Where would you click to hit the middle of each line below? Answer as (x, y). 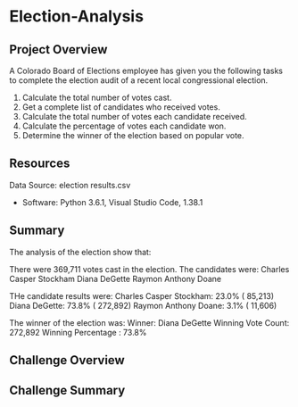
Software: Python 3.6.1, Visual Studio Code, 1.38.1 (112, 202)
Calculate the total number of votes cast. (97, 97)
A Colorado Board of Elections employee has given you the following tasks (146, 71)
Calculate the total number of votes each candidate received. (134, 116)
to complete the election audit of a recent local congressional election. (139, 80)
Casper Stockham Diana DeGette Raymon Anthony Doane (116, 278)
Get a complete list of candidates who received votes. (121, 107)
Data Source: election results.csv (70, 185)
